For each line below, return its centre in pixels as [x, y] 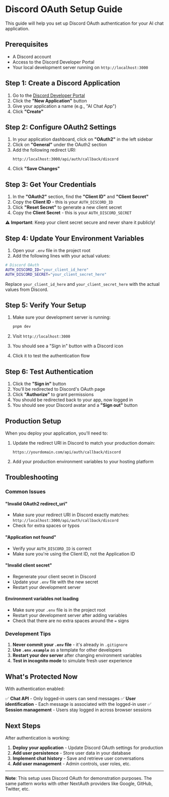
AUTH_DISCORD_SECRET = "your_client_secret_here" [56, 274]
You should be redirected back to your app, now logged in [73, 400]
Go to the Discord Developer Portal [49, 95]
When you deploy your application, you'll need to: [57, 433]
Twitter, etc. [18, 789]
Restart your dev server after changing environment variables [77, 655]
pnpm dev [22, 327]
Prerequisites [27, 45]
